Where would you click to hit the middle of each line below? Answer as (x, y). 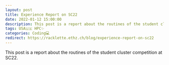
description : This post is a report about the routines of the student (82, 24)
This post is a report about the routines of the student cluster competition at (84, 52)
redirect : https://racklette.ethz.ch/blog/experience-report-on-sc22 (80, 38)
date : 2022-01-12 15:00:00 (33, 19)
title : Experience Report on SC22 (41, 15)
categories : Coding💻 (28, 33)
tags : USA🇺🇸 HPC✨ (25, 29)
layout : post (19, 10)
